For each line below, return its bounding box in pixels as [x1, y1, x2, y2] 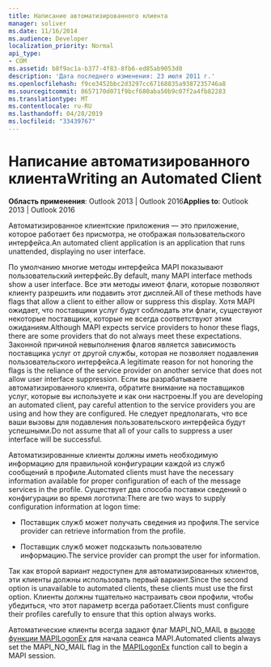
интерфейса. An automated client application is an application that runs [8, 237, 245, 247]
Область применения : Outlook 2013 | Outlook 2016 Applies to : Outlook [8, 196, 249, 206]
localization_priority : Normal [8, 42, 114, 50]
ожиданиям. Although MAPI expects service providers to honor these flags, [8, 322, 260, 332]
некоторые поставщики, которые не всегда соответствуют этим [8, 314, 232, 323]
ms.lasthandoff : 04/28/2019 [8, 110, 104, 118]
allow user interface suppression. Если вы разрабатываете [8, 374, 208, 383]
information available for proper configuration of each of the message [8, 476, 241, 485]
